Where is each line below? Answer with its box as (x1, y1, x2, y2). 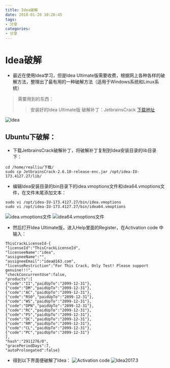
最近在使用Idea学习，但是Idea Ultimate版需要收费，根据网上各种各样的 (12, 72, 161, 78)
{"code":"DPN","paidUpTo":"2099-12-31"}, (5, 303, 94, 308)
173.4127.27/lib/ (5, 173, 42, 178)
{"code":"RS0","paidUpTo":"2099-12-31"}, (5, 294, 94, 299)
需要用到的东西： (17, 96, 54, 102)
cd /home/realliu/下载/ (5, 165, 54, 170)
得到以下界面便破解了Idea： (12, 357, 71, 363)
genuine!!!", (5, 267, 33, 272)
